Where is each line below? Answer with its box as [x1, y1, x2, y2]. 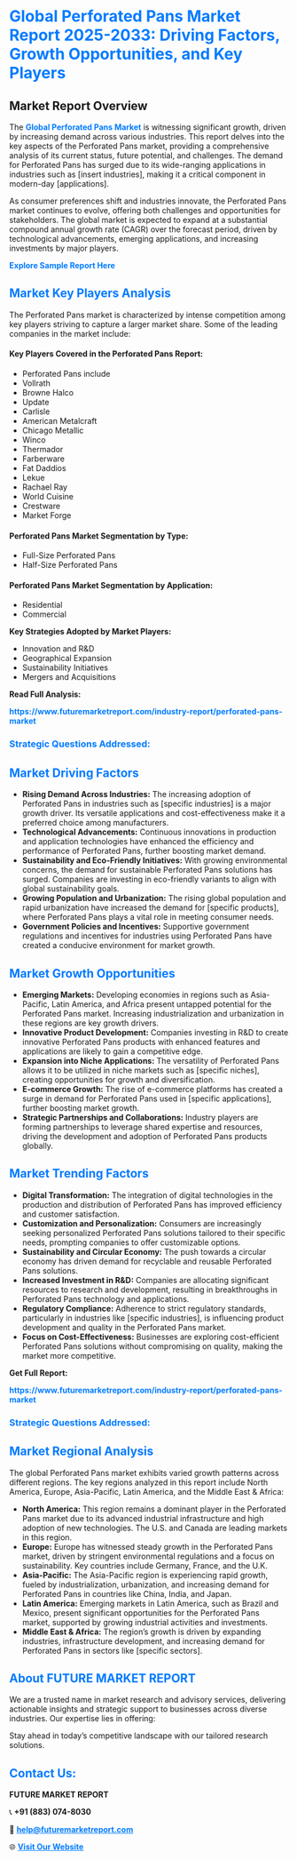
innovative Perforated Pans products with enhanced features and [21, 1036, 261, 1047]
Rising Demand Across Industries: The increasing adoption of [21, 789, 251, 800]
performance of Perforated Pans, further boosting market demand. [21, 846, 267, 857]
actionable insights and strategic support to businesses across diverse [9, 1704, 268, 1714]
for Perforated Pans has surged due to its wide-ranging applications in [9, 160, 266, 170]
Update [21, 397, 50, 408]
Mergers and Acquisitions [21, 672, 117, 683]
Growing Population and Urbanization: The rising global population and [21, 893, 286, 904]
